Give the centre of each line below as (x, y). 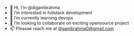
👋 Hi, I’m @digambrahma (35, 8)
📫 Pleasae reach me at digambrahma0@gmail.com (62, 28)
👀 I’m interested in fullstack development (51, 13)
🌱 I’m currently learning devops (41, 18)
